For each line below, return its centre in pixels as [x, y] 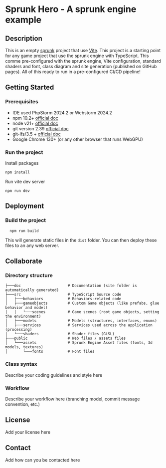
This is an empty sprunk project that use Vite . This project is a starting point [83, 50]
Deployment [25, 206]
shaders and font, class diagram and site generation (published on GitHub [81, 66]
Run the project [24, 152]
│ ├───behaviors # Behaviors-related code [63, 299]
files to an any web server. [32, 245]
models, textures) [24, 347]
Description [24, 38]
